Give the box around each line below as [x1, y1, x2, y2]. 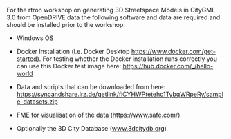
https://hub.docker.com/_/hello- [122, 62, 214, 70]
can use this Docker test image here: [16, 62, 122, 70]
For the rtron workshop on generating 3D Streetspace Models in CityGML [6, 6, 216, 14]
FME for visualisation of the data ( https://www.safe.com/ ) [16, 111, 181, 119]
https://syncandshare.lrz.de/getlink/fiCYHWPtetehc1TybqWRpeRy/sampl [16, 90, 224, 98]
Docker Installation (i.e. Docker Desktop [16, 48, 130, 55]
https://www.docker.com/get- [131, 48, 216, 55]
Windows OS [16, 34, 54, 42]
